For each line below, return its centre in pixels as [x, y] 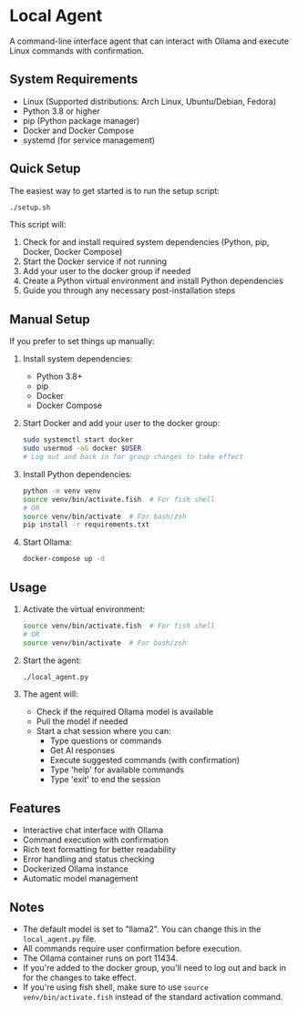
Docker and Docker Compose [78, 130]
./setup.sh [30, 207]
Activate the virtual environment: [84, 609]
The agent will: [51, 694]
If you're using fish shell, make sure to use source [115, 987]
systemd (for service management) [89, 140]
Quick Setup [45, 169]
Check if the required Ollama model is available [125, 712]
